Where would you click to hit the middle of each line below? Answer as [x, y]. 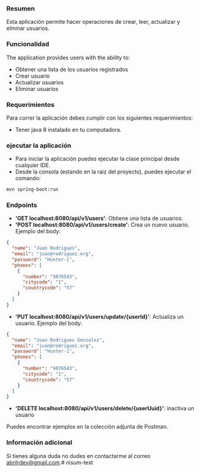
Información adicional [39, 443]
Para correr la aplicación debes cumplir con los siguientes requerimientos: [100, 118]
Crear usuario [32, 76]
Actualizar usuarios [39, 82]
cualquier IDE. [33, 165]
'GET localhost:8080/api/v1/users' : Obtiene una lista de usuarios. [99, 219]
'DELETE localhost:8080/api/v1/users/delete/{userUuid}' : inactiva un [105, 408]
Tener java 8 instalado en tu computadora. [68, 129]
